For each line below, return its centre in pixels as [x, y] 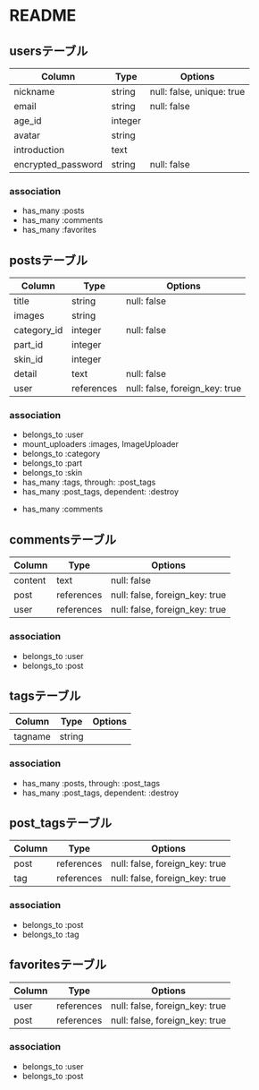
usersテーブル [49, 51]
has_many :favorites [59, 230]
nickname [34, 92]
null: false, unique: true [197, 92]
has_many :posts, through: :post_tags [91, 783]
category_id [38, 330]
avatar [27, 135]
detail [25, 374]
